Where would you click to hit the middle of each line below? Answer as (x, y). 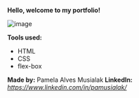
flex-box (29, 66)
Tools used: (25, 37)
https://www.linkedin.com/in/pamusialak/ (67, 87)
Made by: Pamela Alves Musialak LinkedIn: (70, 80)
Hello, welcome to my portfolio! (54, 10)
